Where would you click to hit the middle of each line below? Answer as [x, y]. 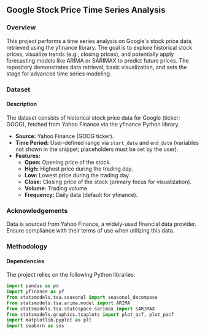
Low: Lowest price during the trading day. [77, 175]
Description [22, 104]
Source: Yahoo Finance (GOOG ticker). [64, 136]
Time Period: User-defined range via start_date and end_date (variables [107, 142]
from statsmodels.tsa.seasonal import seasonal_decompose [82, 297]
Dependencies [25, 261]
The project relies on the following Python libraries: [71, 275]
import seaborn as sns [35, 326]
